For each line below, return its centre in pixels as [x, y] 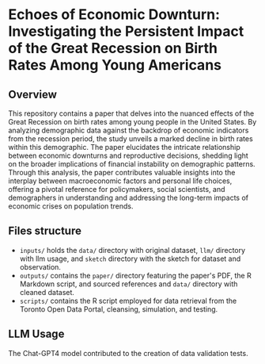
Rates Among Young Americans [115, 65]
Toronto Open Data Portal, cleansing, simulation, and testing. [119, 309]
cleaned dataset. [47, 292]
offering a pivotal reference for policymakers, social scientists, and [117, 189]
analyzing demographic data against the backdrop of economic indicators [129, 130]
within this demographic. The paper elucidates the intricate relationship [124, 147]
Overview [33, 94]
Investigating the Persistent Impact [126, 31]
